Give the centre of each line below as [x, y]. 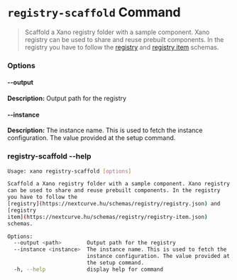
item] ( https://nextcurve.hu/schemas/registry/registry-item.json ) [108, 217]
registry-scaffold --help [49, 156]
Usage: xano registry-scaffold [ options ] [70, 171]
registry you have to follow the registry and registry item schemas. [122, 47]
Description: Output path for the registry [67, 98]
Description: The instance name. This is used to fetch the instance [105, 130]
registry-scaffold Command [94, 12]
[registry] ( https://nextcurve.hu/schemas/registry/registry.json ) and [114, 204]
